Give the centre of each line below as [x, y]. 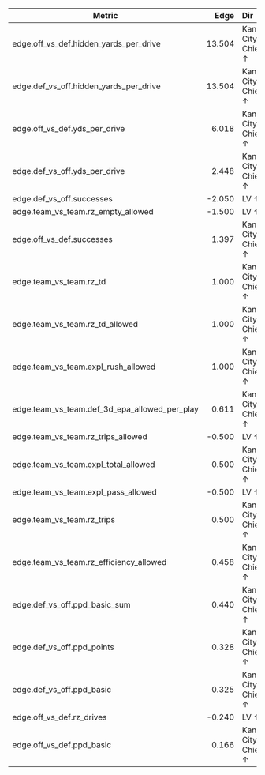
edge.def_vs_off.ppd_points [63, 647]
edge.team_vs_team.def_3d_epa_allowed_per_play [106, 409]
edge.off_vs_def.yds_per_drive [69, 128]
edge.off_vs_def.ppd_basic [62, 745]
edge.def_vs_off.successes [62, 199]
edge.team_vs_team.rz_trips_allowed [80, 436]
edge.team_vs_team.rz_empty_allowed [83, 211]
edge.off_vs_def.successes [62, 239]
